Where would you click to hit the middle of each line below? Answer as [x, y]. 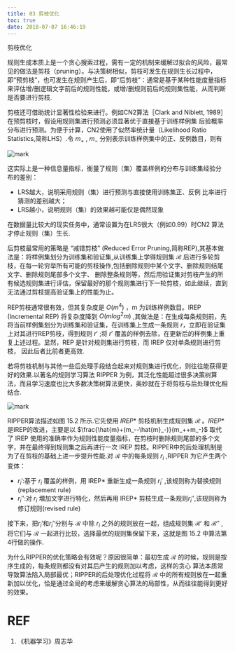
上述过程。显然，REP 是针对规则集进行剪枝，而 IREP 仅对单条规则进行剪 [117, 342]
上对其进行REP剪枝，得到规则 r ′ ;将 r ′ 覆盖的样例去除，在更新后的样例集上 [113, 334]
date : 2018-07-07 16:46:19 [47, 27]
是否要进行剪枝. [30, 97]
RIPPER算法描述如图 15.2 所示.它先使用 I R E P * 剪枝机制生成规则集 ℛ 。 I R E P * [116, 421]
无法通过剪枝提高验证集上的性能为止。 [62, 292]
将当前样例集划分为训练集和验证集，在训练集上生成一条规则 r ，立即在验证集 [116, 325]
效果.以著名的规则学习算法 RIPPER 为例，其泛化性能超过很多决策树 [115, 375]
